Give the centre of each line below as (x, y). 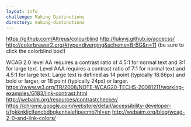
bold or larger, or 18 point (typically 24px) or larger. (67, 81)
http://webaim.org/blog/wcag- (148, 112)
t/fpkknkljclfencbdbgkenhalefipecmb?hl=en (58, 112)
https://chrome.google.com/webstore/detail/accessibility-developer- (88, 106)
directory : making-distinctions (45, 22)
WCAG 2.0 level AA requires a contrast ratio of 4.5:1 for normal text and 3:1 (96, 62)
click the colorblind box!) (36, 51)
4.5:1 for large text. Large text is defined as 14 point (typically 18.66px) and (95, 75)
